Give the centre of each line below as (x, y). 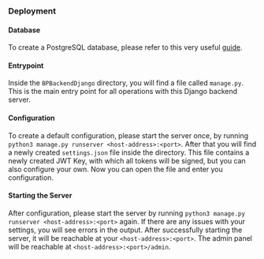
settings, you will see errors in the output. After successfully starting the (125, 230)
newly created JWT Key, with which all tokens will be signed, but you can (127, 160)
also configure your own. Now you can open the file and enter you (115, 169)
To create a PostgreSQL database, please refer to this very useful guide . (125, 47)
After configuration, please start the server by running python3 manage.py (127, 213)
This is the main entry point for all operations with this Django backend (123, 92)
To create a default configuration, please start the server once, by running (128, 135)
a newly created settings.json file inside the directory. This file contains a (129, 152)
